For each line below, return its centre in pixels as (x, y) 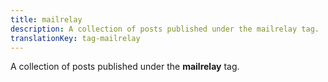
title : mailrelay (46, 19)
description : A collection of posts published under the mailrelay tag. (165, 29)
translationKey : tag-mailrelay (75, 38)
